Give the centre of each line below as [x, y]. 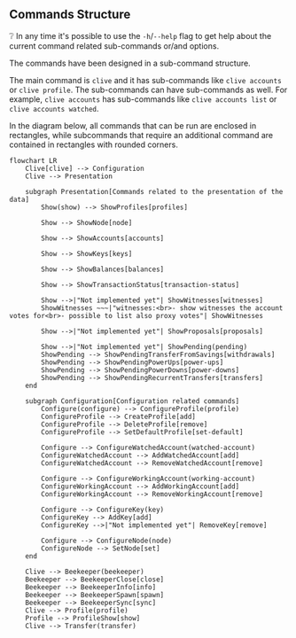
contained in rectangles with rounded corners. [94, 144]
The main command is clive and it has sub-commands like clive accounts [145, 80]
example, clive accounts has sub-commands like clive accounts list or [143, 99]
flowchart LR [33, 160]
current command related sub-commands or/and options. [114, 46]
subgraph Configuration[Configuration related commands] [132, 401]
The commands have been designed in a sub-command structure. [130, 63]
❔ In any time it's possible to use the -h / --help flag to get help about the [140, 35]
